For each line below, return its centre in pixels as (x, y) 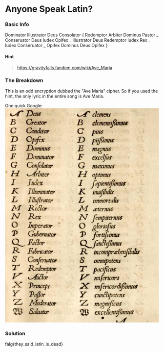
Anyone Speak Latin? (49, 9)
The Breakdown (24, 80)
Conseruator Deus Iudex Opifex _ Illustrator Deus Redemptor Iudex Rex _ (78, 40)
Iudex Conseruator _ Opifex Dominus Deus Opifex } (56, 46)
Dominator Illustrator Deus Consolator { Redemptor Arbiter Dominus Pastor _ (82, 35)
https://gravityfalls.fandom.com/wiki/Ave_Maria (65, 68)
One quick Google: (24, 105)
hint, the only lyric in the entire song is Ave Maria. (55, 96)
